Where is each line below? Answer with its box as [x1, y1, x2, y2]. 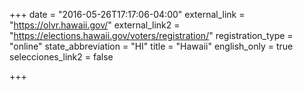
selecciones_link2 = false [9, 51, 114, 63]
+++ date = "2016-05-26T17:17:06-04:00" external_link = [9, 9, 246, 20]
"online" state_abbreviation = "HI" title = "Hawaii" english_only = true [9, 40, 294, 52]
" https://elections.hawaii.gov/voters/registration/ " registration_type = [9, 30, 294, 41]
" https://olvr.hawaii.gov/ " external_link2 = [9, 19, 181, 31]
